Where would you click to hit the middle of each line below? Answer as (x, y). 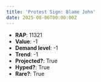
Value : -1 (26, 41)
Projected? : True (36, 61)
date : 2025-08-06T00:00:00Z (42, 18)
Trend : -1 (26, 54)
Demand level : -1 (37, 48)
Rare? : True (30, 73)
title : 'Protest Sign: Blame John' (51, 12)
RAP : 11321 (28, 35)
